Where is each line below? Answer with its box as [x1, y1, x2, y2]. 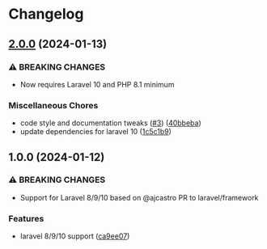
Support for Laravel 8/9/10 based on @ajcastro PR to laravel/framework [19, 192, 259, 202]
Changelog [8, 5, 84, 23]
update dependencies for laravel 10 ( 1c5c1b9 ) [19, 127, 172, 137]
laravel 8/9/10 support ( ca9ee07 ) [19, 231, 130, 241]
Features [8, 213, 44, 224]
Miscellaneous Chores [8, 99, 99, 111]
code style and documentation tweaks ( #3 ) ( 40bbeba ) [19, 118, 202, 128]
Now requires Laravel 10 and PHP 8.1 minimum [19, 79, 175, 89]
